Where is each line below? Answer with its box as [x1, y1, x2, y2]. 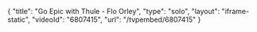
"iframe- [221, 7, 250, 16]
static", [7, 15, 31, 24]
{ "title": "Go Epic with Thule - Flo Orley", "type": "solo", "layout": [7, 7, 220, 16]
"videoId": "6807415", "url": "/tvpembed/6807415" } [32, 15, 201, 24]
